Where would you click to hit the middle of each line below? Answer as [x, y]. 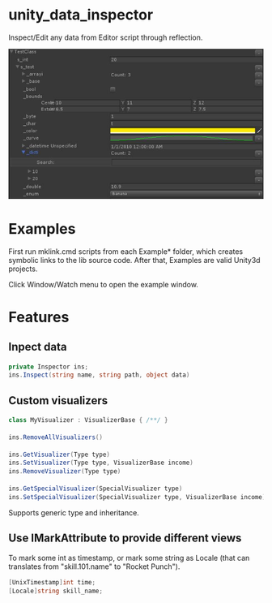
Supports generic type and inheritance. [74, 512]
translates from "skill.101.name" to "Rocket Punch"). [94, 566]
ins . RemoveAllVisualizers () [56, 437]
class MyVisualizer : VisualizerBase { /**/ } [88, 420]
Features [39, 317]
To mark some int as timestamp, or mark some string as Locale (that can [129, 558]
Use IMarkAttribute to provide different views [125, 538]
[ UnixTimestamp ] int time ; [52, 582]
